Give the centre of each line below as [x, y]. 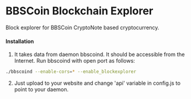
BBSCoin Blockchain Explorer [79, 11]
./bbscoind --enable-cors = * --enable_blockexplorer [71, 72]
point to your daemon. [41, 89]
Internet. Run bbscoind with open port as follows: [74, 61]
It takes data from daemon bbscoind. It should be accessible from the [99, 54]
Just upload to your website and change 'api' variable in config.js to [97, 83]
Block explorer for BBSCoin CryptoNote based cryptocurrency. [82, 27]
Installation [20, 41]
